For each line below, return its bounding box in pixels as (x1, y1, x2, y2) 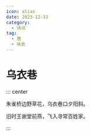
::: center (6, 88, 28, 95)
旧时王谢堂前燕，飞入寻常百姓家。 (6, 113, 89, 120)
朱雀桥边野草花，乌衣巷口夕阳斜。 (6, 100, 89, 107)
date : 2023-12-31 (6, 14, 49, 20)
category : (6, 19, 31, 25)
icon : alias (6, 8, 35, 15)
